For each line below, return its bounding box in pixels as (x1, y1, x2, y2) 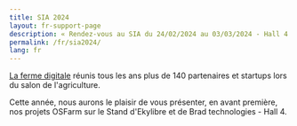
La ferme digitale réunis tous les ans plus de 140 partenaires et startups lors (9, 70, 287, 81)
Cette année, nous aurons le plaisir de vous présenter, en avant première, (9, 97, 278, 107)
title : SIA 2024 (9, 12, 69, 22)
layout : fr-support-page (9, 21, 101, 30)
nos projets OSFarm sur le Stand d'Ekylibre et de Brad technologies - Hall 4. (9, 106, 287, 117)
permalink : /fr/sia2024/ (9, 37, 101, 47)
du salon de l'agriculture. (9, 80, 100, 91)
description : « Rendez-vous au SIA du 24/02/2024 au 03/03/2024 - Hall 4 (9, 29, 289, 38)
